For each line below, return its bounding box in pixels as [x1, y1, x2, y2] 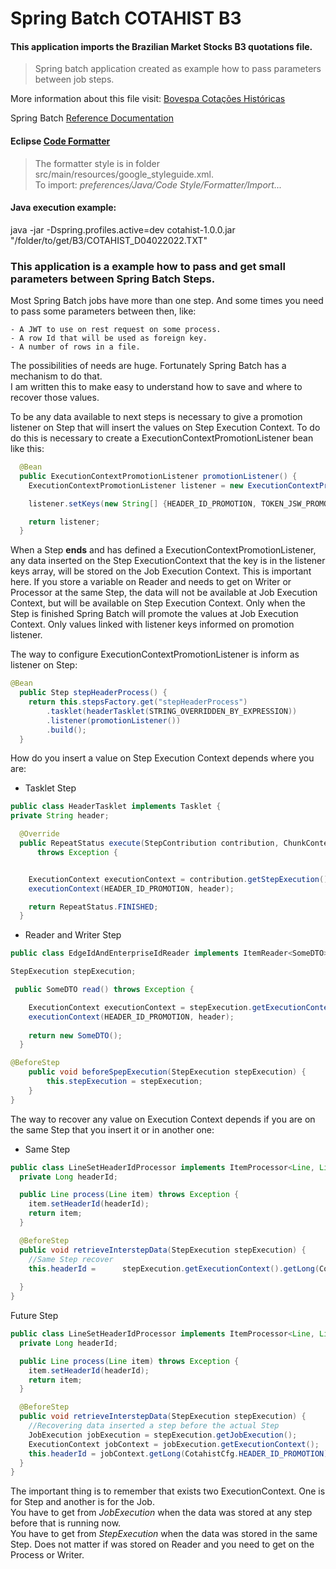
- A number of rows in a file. [10, 342, 141, 352]
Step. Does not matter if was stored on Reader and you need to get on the [10, 1538, 315, 1551]
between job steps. [34, 73, 115, 86]
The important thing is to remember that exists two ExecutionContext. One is [10, 1485, 326, 1497]
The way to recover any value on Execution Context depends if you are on [10, 1113, 316, 1125]
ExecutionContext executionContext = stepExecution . [28, 1002, 253, 1012]
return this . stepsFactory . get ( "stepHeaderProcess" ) [28, 697, 248, 707]
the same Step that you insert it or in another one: [10, 1123, 215, 1136]
